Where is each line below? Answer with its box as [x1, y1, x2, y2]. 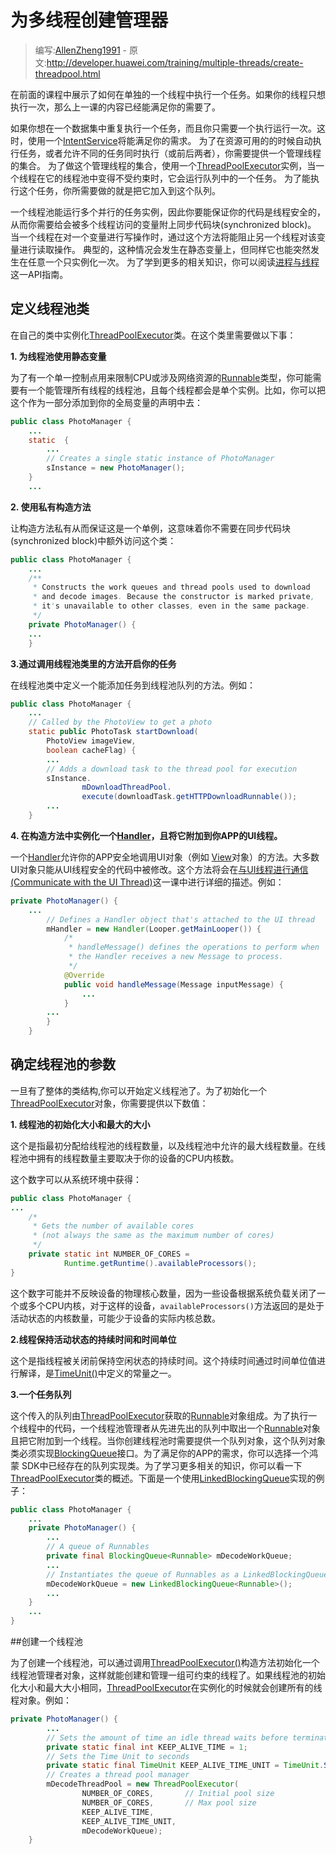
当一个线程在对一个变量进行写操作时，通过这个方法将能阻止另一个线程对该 [10, 231, 317, 243]
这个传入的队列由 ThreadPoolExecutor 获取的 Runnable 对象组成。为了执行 [10, 1409, 309, 1421]
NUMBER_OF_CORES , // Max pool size [81, 1797, 257, 1808]
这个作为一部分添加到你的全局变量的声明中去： [10, 396, 203, 408]
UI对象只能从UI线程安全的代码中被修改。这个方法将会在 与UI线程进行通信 [10, 863, 309, 875]
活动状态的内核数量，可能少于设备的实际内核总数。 [10, 1312, 221, 1324]
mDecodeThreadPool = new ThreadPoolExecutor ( [46, 1779, 240, 1790]
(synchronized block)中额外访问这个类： [10, 534, 177, 546]
